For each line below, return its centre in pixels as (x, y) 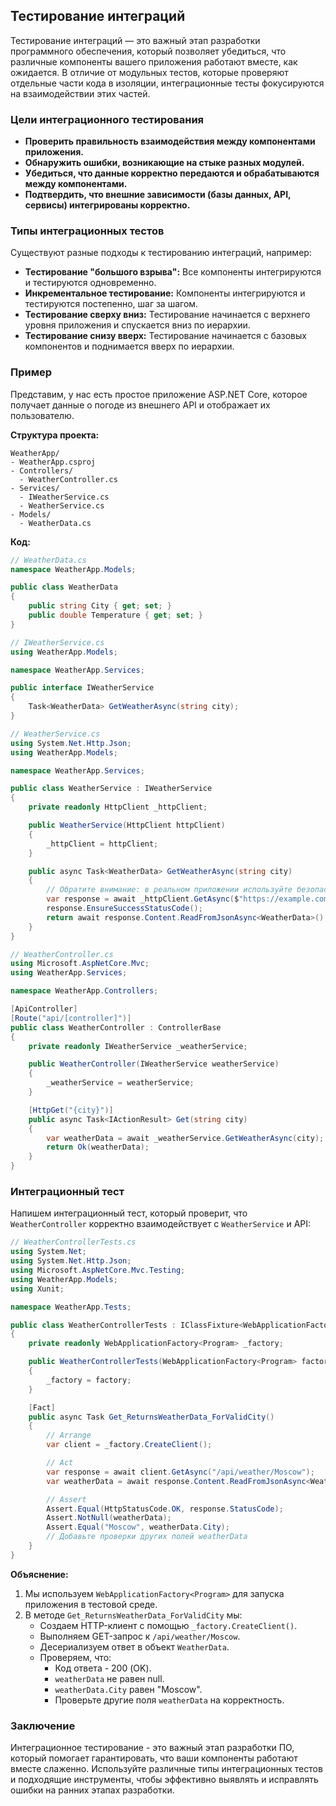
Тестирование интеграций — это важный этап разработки (135, 40)
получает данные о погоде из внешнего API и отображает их (140, 405)
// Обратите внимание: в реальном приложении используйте (169, 890)
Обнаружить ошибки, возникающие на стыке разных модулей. (164, 163)
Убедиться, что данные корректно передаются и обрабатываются (172, 173)
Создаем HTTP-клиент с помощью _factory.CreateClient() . (168, 1625)
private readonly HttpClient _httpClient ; (118, 807)
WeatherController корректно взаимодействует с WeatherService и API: (161, 1224)
